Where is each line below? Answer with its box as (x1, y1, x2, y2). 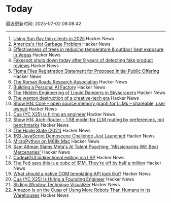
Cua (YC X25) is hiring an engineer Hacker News (13, 111, 116, 117)
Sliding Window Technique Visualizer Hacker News (13, 181, 120, 187)
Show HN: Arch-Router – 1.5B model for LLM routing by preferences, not (13, 117, 164, 123)
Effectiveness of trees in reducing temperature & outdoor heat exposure (13, 46, 164, 52)
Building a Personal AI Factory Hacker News (13, 84, 106, 90)
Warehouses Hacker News (13, 192, 69, 198)
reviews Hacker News (13, 62, 59, 69)
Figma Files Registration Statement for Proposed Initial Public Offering (13, 68, 159, 74)
